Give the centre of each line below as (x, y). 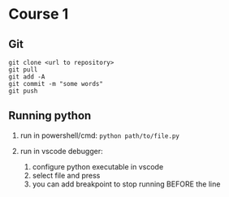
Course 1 (39, 14)
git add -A (27, 77)
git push (23, 91)
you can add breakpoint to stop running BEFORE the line (126, 184)
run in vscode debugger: (61, 151)
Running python (50, 116)
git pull (23, 70)
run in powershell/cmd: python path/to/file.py (100, 135)
